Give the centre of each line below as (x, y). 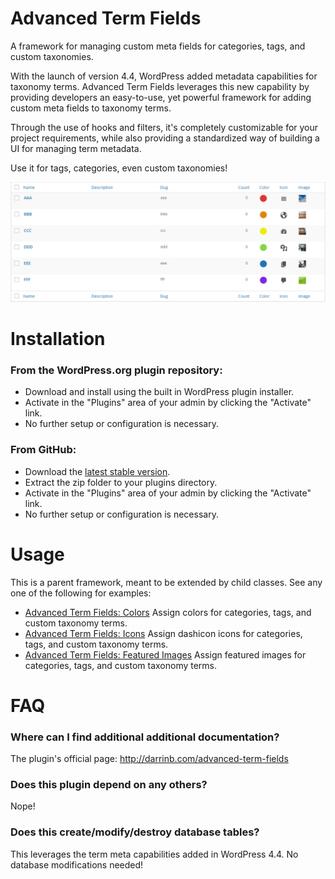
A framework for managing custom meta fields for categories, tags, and (158, 46)
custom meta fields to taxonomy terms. (91, 108)
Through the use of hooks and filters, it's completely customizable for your (164, 127)
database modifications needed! (77, 864)
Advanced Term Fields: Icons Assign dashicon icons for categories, (163, 633)
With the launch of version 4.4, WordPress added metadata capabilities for (164, 76)
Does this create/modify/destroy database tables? (135, 832)
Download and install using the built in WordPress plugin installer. (159, 392)
